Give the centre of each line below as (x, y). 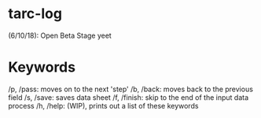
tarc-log (35, 14)
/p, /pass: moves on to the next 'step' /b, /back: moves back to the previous (131, 89)
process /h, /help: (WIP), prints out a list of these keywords (103, 105)
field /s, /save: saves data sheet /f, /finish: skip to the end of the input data (129, 97)
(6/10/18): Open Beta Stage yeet (60, 35)
